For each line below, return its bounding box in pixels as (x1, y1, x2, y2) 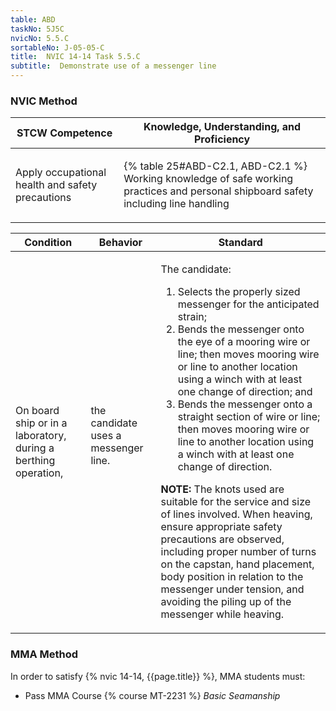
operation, (15, 466, 64, 480)
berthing (15, 454, 56, 468)
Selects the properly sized (177, 285, 301, 299)
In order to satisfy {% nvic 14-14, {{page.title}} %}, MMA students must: (10, 670, 306, 682)
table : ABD (10, 14, 56, 25)
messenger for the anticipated (177, 297, 320, 311)
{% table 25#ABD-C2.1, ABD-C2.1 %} (123, 159, 308, 173)
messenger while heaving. (160, 607, 285, 621)
